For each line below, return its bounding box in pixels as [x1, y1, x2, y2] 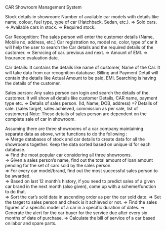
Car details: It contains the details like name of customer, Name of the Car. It [5, 64, 161, 70]
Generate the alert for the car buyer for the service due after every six [5, 210, 147, 216]
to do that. [5, 189, 26, 194]
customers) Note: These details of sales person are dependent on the [5, 111, 147, 117]
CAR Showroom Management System [5, 4, 82, 10]
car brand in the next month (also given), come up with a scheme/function [5, 184, 157, 189]
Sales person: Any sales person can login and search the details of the [5, 90, 149, 95]
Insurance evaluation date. [5, 55, 59, 61]
